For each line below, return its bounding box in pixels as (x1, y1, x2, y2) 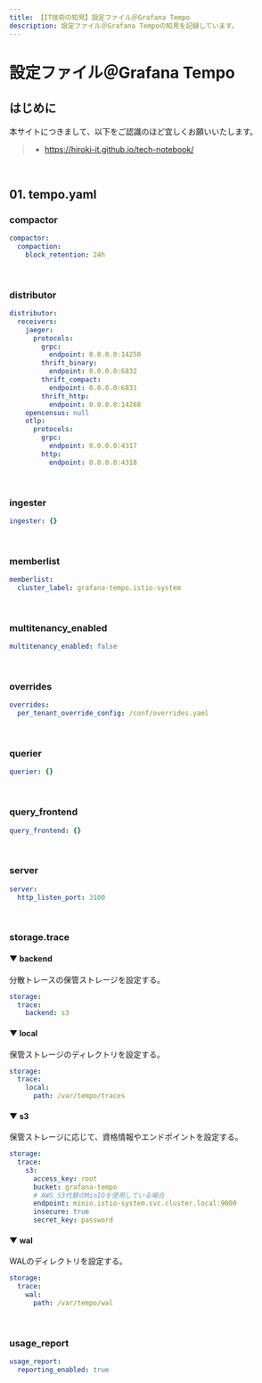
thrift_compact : (41, 375, 102, 384)
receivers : (17, 317, 58, 326)
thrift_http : (41, 391, 90, 401)
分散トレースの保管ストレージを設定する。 (9, 974, 166, 985)
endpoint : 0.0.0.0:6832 (48, 367, 138, 376)
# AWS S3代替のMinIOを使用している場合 (32, 1191, 165, 1199)
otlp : (25, 416, 46, 426)
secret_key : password (32, 1215, 114, 1225)
